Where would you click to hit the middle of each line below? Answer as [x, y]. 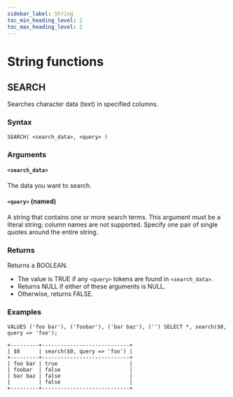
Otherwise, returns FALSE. [55, 294]
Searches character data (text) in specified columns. [83, 104]
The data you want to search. [50, 185]
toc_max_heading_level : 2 [45, 27]
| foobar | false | [70, 370]
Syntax [20, 122]
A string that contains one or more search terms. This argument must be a [114, 217]
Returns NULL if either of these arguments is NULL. [91, 287]
